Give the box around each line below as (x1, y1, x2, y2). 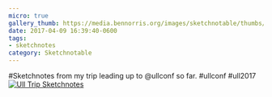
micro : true (8, 11, 49, 20)
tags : (8, 34, 27, 42)
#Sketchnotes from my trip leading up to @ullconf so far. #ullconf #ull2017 (8, 71, 257, 80)
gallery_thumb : (8, 19, 60, 27)
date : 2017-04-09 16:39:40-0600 (8, 26, 117, 34)
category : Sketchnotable (8, 49, 92, 57)
